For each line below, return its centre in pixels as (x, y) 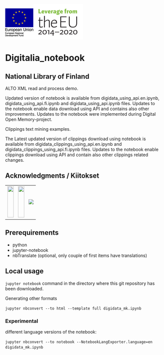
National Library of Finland (47, 76)
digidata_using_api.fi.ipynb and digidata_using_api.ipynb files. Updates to (80, 103)
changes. (15, 160)
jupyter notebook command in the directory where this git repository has (80, 283)
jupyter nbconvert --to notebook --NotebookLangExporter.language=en (79, 342)
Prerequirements (32, 233)
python (20, 245)
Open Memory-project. (29, 119)
